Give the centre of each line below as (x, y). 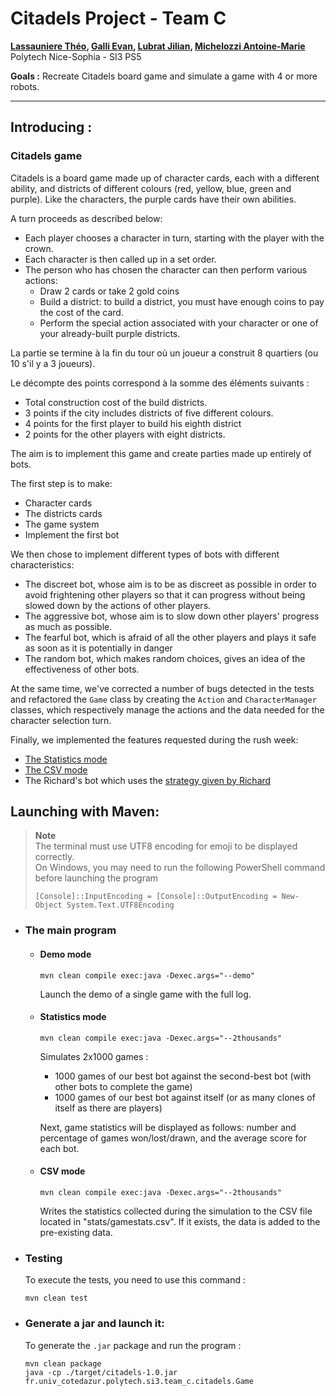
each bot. (59, 1148)
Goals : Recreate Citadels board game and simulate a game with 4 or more (164, 76)
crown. (39, 248)
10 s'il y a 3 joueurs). (53, 363)
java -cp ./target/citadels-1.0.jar (101, 1372)
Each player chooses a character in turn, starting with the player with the (174, 238)
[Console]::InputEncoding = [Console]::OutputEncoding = (156, 897)
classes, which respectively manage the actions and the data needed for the (167, 709)
